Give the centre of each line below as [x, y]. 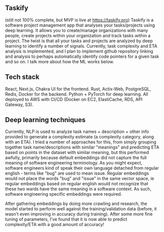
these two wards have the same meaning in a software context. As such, [78, 189]
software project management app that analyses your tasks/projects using [80, 25]
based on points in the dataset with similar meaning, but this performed [77, 153]
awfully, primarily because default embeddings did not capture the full [76, 158]
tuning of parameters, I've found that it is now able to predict [66, 219]
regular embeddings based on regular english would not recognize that [77, 184]
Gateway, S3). [19, 104]
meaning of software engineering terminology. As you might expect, [74, 163]
